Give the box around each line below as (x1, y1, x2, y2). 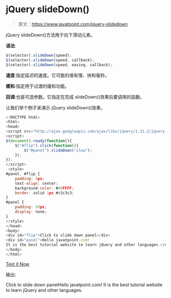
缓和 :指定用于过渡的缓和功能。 (6, 83, 70, 89)
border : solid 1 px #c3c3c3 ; (15, 190, 74, 195)
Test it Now (6, 261, 30, 267)
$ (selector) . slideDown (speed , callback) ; (6, 57, 95, 63)
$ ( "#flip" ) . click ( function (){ (15, 143, 79, 148)
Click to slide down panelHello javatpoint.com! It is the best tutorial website (6, 281, 163, 288)
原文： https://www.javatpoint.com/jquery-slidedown (18, 21, 128, 27)
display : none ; (15, 210, 47, 215)
